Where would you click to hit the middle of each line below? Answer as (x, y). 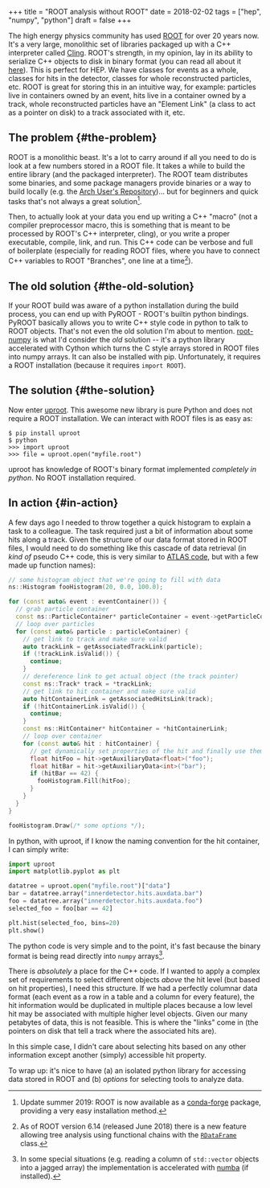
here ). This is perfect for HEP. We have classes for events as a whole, (123, 70)
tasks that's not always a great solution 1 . (75, 200)
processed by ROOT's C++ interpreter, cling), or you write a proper (119, 234)
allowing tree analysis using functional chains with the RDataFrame (128, 1135)
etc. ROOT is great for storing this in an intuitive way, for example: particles (132, 87)
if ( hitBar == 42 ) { (64, 774)
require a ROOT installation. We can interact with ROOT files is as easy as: (131, 418)
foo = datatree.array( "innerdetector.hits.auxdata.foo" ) (106, 901)
